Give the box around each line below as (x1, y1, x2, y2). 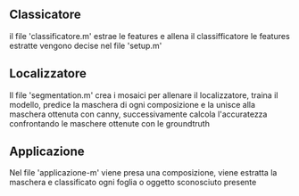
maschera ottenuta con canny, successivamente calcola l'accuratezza (9, 109, 268, 119)
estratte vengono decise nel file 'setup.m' (9, 40, 162, 51)
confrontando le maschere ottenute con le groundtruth (9, 118, 210, 128)
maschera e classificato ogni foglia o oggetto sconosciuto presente (9, 177, 257, 188)
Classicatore (9, 7, 82, 22)
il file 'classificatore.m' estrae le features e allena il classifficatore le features (9, 30, 290, 41)
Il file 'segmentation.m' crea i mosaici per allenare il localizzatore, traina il (9, 89, 278, 101)
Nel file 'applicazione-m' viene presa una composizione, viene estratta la (9, 167, 278, 178)
